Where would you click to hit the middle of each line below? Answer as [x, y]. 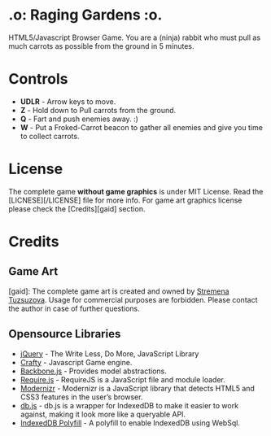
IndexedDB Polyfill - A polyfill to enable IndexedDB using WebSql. [130, 423]
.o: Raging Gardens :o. [85, 15]
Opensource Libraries [65, 334]
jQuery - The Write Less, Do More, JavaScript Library [109, 353]
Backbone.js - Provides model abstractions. [93, 371]
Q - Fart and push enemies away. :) [79, 119]
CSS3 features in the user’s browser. [81, 397]
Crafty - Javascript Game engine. [76, 362]
